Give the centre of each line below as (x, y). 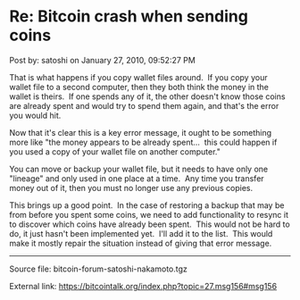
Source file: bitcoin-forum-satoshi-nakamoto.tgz (98, 269)
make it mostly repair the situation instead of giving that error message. (141, 243)
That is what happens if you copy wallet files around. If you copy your (138, 77)
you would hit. (35, 115)
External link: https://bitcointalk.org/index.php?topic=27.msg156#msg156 (143, 286)
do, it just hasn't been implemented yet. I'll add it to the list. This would (141, 233)
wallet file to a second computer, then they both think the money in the (139, 87)
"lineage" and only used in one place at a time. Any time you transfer (137, 178)
